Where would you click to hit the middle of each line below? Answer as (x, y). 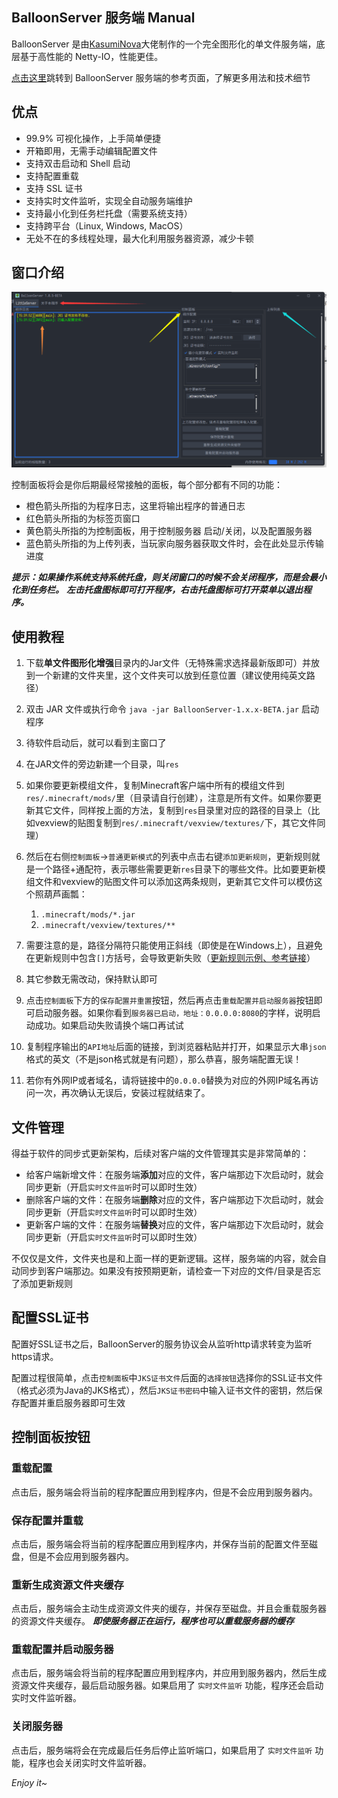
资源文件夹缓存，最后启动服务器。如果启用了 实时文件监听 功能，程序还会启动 (167, 1685)
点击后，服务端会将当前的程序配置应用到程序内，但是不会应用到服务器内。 (164, 1492)
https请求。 (35, 1356)
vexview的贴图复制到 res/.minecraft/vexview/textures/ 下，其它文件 (176, 823)
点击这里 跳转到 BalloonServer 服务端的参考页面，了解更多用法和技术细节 (161, 77)
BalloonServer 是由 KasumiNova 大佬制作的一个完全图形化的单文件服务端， (164, 44)
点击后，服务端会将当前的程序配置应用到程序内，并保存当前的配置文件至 (160, 1544)
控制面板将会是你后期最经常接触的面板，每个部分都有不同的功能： (147, 485)
